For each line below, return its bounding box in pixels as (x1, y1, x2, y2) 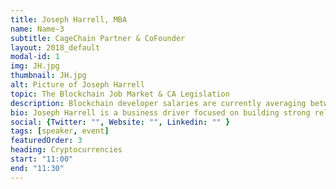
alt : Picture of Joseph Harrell (10, 80, 145, 90)
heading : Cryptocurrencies (10, 145, 123, 155)
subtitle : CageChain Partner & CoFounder (10, 33, 186, 43)
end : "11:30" (10, 163, 65, 173)
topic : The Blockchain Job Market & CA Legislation (10, 89, 230, 99)
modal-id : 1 (10, 52, 60, 62)
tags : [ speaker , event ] (10, 126, 110, 136)
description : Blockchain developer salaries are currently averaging (10, 98, 307, 108)
